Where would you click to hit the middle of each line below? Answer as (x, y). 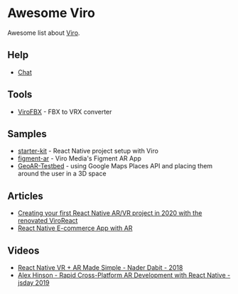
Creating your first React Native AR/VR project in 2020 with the (110, 213)
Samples (27, 134)
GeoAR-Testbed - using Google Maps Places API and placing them (115, 166)
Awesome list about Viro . (44, 33)
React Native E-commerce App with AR (75, 228)
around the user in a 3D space (62, 174)
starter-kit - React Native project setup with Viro (88, 151)
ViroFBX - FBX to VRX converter (65, 111)
